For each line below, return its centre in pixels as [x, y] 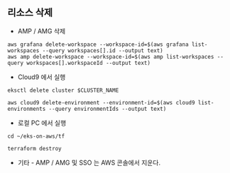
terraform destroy [34, 148]
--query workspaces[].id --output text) [103, 50]
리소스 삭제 [30, 13]
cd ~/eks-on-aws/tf [36, 136]
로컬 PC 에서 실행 [42, 123]
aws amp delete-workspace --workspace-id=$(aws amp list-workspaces [111, 56]
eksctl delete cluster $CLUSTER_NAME [63, 90]
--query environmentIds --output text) [108, 109]
